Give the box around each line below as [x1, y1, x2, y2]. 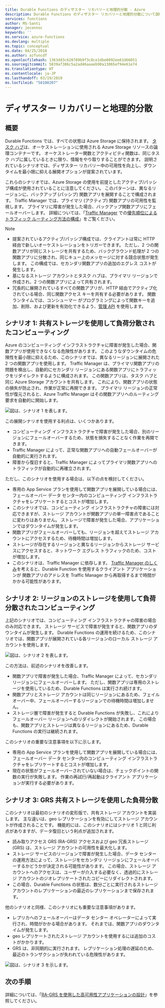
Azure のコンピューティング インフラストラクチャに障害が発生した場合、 [5, 342, 153, 348]
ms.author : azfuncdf [5, 53, 48, 58]
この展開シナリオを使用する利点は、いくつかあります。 [5, 418, 117, 424]
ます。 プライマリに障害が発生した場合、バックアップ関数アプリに [13, 203, 148, 209]
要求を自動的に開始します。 [5, 397, 61, 403]
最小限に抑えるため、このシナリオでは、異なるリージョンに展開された [18, 354, 160, 360]
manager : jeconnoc [5, 26, 43, 30]
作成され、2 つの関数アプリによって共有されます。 [12, 278, 114, 285]
